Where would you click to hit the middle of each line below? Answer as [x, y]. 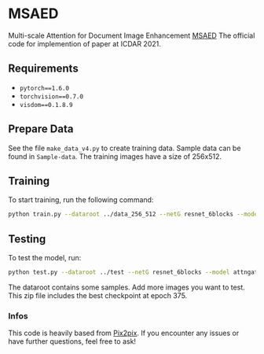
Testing [27, 239]
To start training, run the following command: [81, 200]
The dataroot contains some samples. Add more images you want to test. [126, 287]
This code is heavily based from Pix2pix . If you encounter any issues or [124, 333]
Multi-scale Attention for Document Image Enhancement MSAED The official [132, 35]
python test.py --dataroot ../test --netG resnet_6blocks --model [119, 272]
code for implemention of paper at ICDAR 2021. [84, 43]
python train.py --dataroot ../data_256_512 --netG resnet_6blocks [121, 214]
